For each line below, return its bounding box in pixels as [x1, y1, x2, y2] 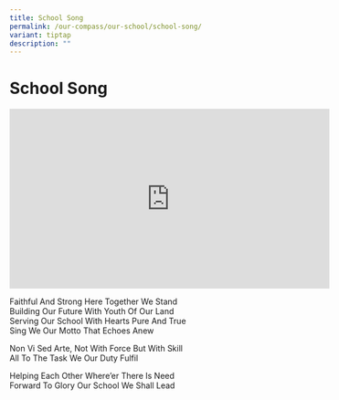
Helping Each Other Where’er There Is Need [9, 371, 175, 382]
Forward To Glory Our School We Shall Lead [9, 380, 175, 391]
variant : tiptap [9, 30, 71, 39]
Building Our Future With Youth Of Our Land [9, 306, 175, 317]
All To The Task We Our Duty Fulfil [9, 353, 139, 363]
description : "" [9, 38, 71, 48]
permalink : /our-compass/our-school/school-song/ [9, 22, 203, 31]
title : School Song [9, 13, 84, 23]
